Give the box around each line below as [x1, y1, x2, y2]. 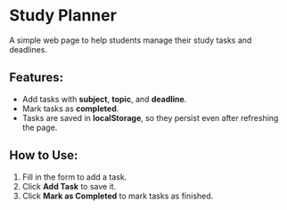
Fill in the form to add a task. [21, 171, 127, 182]
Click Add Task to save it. [21, 181, 117, 191]
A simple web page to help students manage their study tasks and [9, 35, 252, 45]
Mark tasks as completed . [21, 103, 119, 114]
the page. [21, 122, 58, 133]
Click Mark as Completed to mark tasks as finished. [21, 190, 214, 201]
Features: [9, 70, 64, 85]
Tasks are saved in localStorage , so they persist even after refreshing [21, 112, 279, 123]
